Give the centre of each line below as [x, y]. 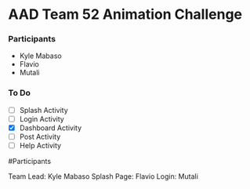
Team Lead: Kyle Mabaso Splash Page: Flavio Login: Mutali [103, 176]
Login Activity [42, 118]
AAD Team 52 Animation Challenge [125, 15]
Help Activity [40, 146]
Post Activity [40, 136]
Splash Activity [43, 110]
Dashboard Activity [51, 128]
